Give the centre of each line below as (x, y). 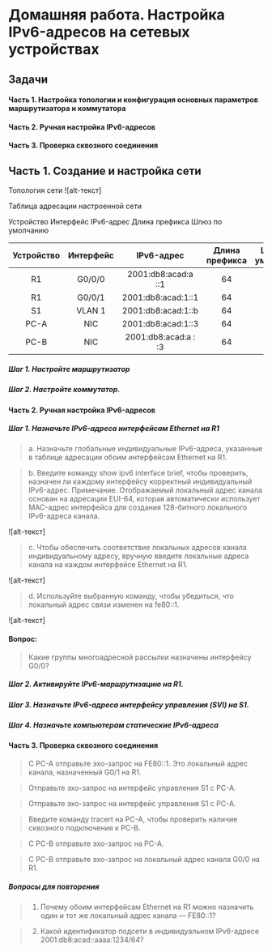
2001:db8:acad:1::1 (160, 297)
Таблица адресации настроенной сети (75, 206)
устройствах (54, 49)
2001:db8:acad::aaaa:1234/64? (92, 939)
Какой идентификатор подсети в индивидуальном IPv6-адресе (150, 931)
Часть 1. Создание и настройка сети (105, 171)
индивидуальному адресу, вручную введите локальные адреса (138, 556)
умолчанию (29, 231)
